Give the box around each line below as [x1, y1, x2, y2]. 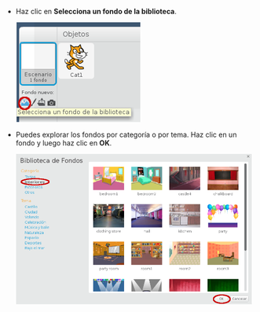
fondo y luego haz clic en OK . [15, 138, 112, 148]
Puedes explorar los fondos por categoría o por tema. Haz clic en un [15, 130, 237, 139]
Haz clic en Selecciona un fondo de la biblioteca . [15, 7, 177, 16]
